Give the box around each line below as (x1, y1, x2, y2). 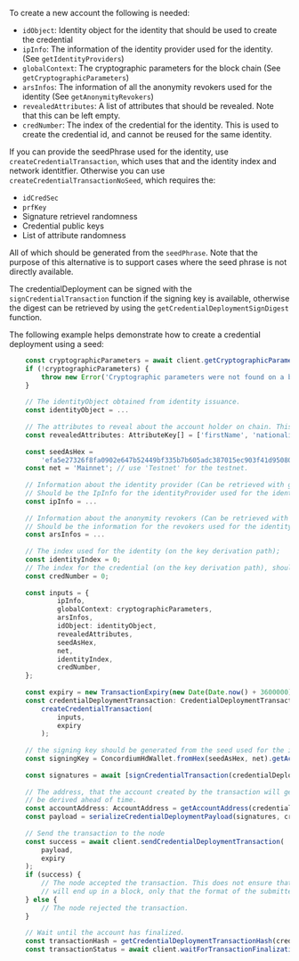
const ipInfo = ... (25, 497, 98, 506)
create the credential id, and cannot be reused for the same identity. (21, 129, 272, 139)
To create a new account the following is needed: (9, 8, 190, 18)
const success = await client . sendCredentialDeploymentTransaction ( (25, 837, 285, 846)
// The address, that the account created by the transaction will (25, 787, 280, 797)
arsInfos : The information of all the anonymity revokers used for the (21, 82, 273, 92)
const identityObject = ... (25, 406, 129, 415)
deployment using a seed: (9, 339, 104, 349)
